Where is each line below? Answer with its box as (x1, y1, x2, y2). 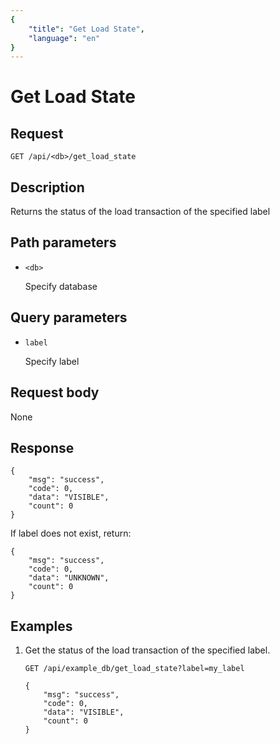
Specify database (24, 280, 98, 292)
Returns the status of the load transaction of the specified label (10, 206, 271, 218)
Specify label (24, 355, 80, 367)
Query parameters (10, 309, 128, 326)
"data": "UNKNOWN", (28, 573, 110, 583)
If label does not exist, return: (10, 527, 132, 540)
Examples (10, 617, 73, 635)
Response (10, 439, 75, 456)
